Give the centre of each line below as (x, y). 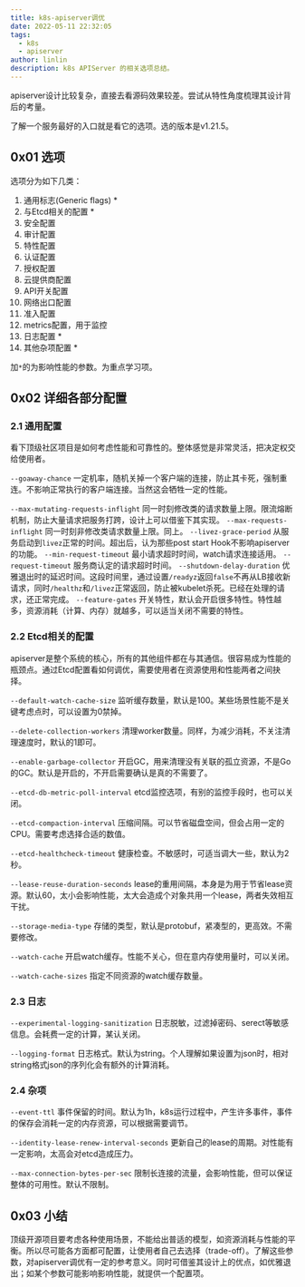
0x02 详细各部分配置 (69, 399)
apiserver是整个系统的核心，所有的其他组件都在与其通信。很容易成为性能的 (151, 658)
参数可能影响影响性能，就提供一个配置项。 (129, 1273)
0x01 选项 (38, 157)
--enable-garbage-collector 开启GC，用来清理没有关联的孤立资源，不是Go (151, 761)
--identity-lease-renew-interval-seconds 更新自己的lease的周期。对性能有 (152, 1143)
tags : (20, 34)
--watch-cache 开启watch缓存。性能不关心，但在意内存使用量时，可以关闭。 (152, 956)
